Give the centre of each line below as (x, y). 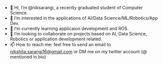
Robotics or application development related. (56, 39)
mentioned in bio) (28, 57)
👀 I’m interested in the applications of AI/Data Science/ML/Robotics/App (84, 18)
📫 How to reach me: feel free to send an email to (60, 45)
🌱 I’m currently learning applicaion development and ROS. (69, 29)
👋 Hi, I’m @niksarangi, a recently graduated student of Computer (76, 8)
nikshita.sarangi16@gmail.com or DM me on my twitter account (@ (78, 51)
